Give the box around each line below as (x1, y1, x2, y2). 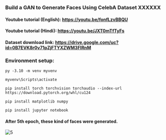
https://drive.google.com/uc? (55, 39, 119, 45)
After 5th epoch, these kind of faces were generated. (5, 118, 118, 124)
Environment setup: (5, 57, 55, 64)
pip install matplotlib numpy (5, 99, 69, 104)
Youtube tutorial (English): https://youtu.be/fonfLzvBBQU (5, 16, 128, 22)
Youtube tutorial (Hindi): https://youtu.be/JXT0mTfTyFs (5, 28, 124, 34)
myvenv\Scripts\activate (5, 77, 57, 82)
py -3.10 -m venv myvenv (5, 68, 57, 73)
